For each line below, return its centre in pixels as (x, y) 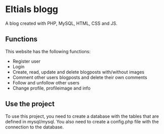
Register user (27, 61)
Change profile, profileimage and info (52, 88)
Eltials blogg (32, 9)
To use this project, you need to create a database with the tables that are (82, 116)
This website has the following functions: (48, 51)
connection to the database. (35, 127)
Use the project (30, 104)
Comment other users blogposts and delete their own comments (80, 77)
